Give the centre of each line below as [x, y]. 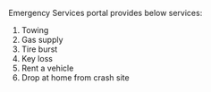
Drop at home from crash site [76, 78]
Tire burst [39, 49]
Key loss [37, 59]
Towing [35, 30]
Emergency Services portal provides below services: [105, 13]
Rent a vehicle [47, 68]
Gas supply [42, 40]
